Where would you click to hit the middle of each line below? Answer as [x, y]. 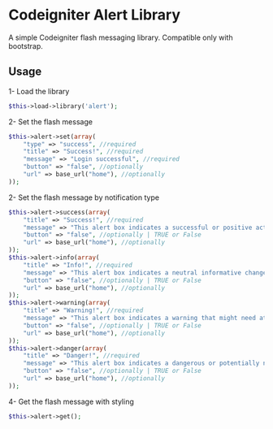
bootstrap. [26, 45]
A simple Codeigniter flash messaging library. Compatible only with [121, 37]
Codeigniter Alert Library [95, 15]
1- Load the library [39, 91]
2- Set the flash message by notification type [84, 197]
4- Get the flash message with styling [71, 401]
